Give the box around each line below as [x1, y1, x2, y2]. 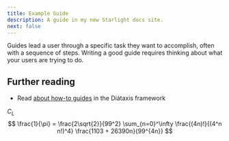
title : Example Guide [7, 10, 69, 17]
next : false [7, 23, 41, 29]
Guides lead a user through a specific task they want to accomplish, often [7, 42, 215, 50]
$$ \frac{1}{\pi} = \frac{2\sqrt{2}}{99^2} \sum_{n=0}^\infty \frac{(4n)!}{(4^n [8, 119, 222, 127]
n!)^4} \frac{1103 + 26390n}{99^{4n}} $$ [57, 127, 173, 135]
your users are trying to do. [7, 56, 84, 64]
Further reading [7, 76, 75, 88]
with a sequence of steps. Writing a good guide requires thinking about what [7, 49, 223, 57]
